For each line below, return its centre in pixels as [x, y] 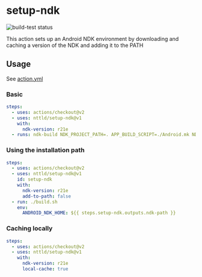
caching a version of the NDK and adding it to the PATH [75, 45]
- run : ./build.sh [35, 202]
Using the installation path [46, 150]
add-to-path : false [46, 196]
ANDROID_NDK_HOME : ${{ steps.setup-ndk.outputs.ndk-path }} [99, 213]
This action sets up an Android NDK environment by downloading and [93, 39]
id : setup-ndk [35, 179]
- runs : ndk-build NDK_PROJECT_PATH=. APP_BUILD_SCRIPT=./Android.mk [100, 135]
